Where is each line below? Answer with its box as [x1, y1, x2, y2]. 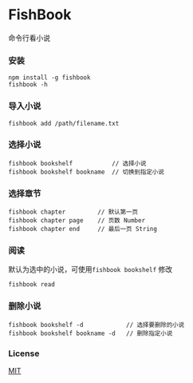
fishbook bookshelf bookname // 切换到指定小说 [8, 168, 165, 176]
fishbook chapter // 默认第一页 [8, 208, 138, 217]
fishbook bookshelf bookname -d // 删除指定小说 [8, 329, 173, 337]
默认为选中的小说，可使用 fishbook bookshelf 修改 [8, 265, 173, 274]
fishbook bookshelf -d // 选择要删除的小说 [8, 321, 185, 329]
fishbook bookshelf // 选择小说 [8, 159, 147, 167]
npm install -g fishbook [8, 74, 91, 82]
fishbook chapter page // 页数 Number [8, 217, 146, 225]
